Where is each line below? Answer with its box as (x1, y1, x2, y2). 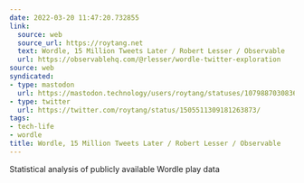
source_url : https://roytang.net (17, 38, 144, 48)
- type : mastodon (9, 80, 75, 89)
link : (9, 22, 30, 31)
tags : (9, 114, 30, 123)
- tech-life (9, 123, 54, 132)
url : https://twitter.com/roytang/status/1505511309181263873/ (17, 105, 261, 114)
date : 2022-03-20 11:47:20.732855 (9, 13, 140, 23)
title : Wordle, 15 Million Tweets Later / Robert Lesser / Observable (9, 139, 281, 148)
